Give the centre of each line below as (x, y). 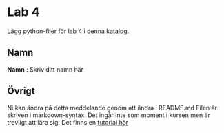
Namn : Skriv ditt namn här (45, 69)
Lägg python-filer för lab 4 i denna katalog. (68, 31)
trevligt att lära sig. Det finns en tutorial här (68, 122)
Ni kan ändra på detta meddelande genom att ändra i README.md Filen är (112, 108)
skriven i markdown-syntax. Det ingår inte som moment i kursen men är (109, 115)
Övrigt (21, 91)
